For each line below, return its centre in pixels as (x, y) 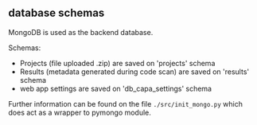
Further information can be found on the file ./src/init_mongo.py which (125, 104)
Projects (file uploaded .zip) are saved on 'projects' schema (117, 63)
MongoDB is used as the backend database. (81, 32)
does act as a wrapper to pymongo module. (80, 112)
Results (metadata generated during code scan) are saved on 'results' (134, 72)
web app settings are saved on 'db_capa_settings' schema (116, 88)
